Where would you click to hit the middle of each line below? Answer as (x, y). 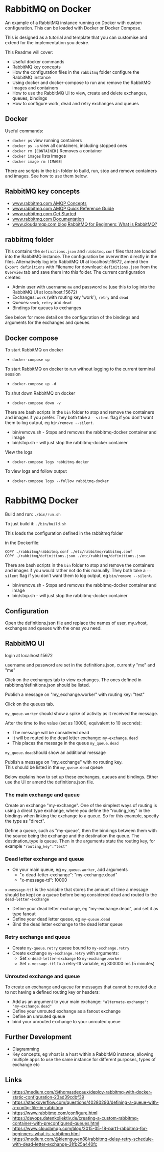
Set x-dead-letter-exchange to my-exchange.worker (70, 958)
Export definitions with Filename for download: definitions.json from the (81, 267)
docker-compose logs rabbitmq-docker (51, 462)
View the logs (19, 452)
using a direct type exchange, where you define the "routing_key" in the (78, 811)
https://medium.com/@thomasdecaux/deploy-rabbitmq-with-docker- (82, 1092)
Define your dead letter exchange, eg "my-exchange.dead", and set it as (85, 909)
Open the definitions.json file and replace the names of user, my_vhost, (77, 623)
